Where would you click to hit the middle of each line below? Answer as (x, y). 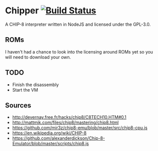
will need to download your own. (38, 57)
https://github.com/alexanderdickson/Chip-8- (59, 138)
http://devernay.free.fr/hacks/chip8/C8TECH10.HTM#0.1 (69, 117)
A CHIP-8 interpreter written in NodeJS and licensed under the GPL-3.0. (78, 24)
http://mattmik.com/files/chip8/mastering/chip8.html (65, 123)
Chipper (22, 11)
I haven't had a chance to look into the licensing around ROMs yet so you (79, 51)
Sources (18, 105)
